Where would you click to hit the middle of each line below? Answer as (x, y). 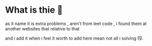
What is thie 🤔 (34, 10)
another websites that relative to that (42, 28)
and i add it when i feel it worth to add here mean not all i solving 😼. (74, 38)
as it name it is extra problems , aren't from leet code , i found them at (76, 23)
